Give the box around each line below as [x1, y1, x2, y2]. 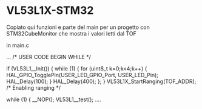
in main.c [6, 42, 29, 49]
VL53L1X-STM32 [6, 4, 94, 17]
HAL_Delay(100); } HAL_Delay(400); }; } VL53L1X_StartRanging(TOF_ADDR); [6, 78, 197, 85]
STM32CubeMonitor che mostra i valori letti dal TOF [6, 30, 136, 37]
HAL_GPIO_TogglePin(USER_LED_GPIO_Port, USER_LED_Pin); [6, 71, 159, 78]
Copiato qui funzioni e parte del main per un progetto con [6, 23, 150, 31]
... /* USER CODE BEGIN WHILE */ [6, 53, 91, 60]
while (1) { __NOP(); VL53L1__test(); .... [6, 96, 101, 103]
